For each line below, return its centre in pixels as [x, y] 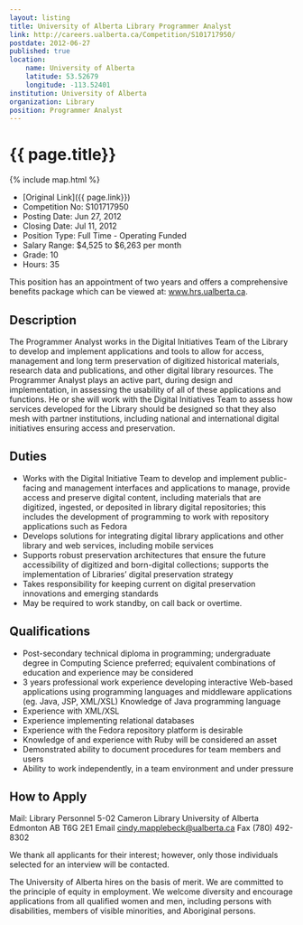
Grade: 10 [40, 255]
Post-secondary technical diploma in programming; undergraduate [147, 653]
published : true [40, 51]
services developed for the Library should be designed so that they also [143, 409]
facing [34, 488]
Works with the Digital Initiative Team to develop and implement [140, 478]
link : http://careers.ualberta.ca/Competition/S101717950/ [123, 34]
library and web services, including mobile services [118, 545]
